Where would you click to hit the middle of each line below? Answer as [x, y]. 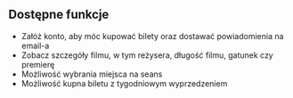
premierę [38, 64]
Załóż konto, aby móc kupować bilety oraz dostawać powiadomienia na [152, 36]
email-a [35, 45]
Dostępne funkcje [59, 15]
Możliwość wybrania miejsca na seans [92, 74]
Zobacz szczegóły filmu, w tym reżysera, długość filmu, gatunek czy [147, 55]
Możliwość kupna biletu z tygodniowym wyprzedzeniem [124, 83]
